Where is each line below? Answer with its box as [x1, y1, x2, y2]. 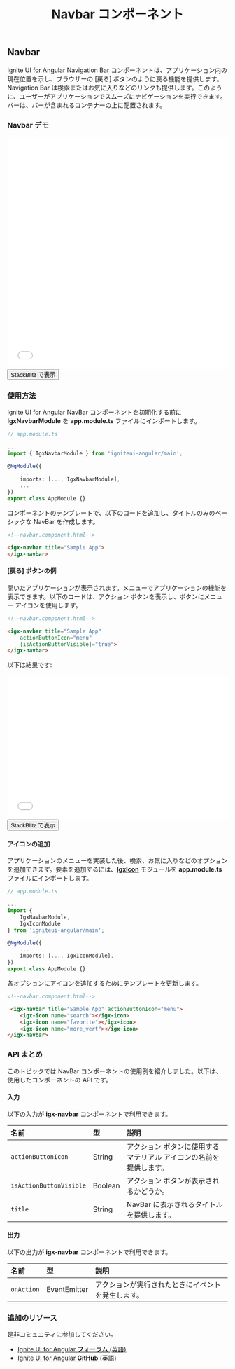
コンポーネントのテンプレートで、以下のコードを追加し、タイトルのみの [7, 509, 215, 517]
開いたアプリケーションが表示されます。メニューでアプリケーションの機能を [7, 583, 227, 592]
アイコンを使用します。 [15, 600, 82, 610]
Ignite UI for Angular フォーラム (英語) [17, 1345, 127, 1354]
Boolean [92, 1181, 120, 1190]
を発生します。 [94, 1291, 144, 1300]
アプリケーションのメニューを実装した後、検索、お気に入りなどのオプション [7, 856, 228, 865]
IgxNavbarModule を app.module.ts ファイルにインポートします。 [7, 417, 201, 425]
